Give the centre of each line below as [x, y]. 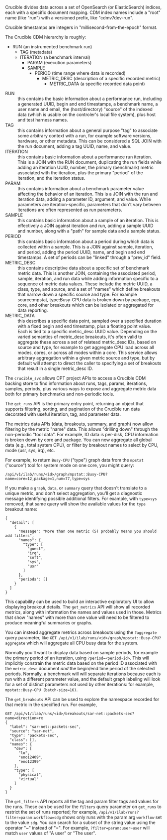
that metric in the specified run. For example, [51, 705]
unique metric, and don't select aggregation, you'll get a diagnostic [74, 493]
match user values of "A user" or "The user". [51, 833]
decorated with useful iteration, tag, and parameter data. [63, 414]
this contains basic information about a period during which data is [86, 241]
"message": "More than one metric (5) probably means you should [87, 531]
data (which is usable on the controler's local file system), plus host [87, 115]
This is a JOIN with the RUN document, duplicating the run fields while [89, 162]
